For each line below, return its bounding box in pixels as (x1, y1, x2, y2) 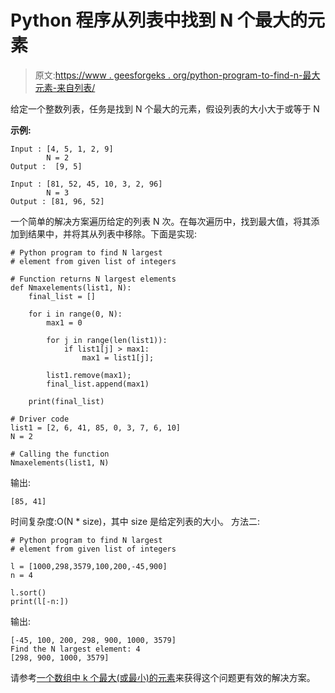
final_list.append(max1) (46, 379, 150, 389)
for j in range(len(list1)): (46, 335, 168, 345)
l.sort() (10, 587, 47, 598)
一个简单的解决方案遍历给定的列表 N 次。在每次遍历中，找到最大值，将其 (10, 215, 312, 227)
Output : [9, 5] (10, 161, 83, 171)
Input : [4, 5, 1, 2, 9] (10, 144, 114, 154)
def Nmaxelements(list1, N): (10, 282, 132, 293)
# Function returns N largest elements (10, 274, 177, 284)
